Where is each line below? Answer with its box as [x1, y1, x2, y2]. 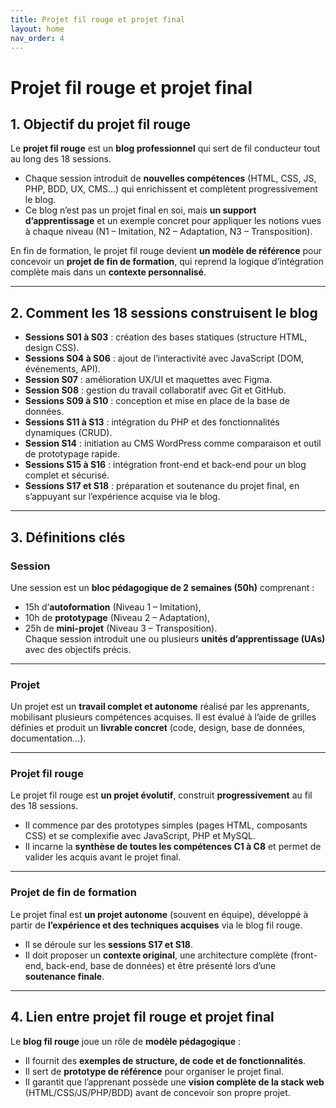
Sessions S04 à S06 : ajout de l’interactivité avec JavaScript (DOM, [24, 352, 305, 365]
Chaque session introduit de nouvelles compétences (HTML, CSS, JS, [24, 172, 317, 185]
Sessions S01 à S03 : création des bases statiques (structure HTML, [24, 331, 308, 343]
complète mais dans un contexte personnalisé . [10, 266, 207, 278]
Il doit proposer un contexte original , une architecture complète [24, 949, 289, 961]
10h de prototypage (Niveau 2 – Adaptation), [24, 611, 211, 623]
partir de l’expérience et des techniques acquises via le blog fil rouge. [10, 919, 303, 931]
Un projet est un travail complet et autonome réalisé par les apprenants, [10, 701, 310, 713]
